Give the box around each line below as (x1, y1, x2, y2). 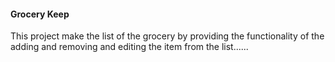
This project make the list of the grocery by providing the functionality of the (10, 30, 325, 42)
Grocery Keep (10, 8, 70, 20)
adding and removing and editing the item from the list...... (10, 41, 249, 53)
